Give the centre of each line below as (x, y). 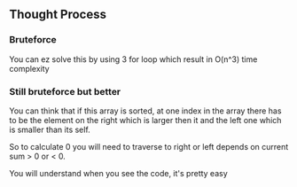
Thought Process (58, 15)
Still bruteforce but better (65, 91)
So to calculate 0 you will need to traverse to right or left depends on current (149, 146)
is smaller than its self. (50, 129)
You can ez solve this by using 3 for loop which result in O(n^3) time (133, 59)
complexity (30, 68)
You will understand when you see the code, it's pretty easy (118, 173)
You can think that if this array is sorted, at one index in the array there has (145, 111)
